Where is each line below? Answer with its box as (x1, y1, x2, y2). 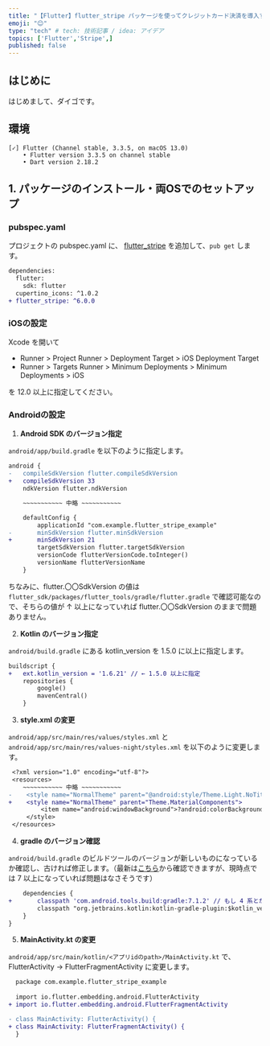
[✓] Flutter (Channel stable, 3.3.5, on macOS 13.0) (8, 144, 189, 152)
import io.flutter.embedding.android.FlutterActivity (15, 993, 199, 1002)
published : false (8, 42, 67, 50)
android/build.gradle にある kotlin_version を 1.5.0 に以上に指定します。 (8, 645, 248, 656)
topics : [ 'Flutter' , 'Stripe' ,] (8, 34, 113, 43)
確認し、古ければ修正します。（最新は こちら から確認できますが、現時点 (14, 863, 251, 873)
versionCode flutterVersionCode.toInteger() (37, 551, 189, 559)
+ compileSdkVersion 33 (8, 477, 95, 485)
